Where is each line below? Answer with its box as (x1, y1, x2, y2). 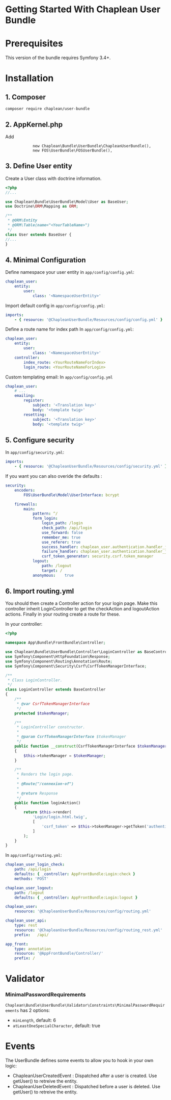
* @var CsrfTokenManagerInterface (16, 701, 90, 706)
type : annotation (14, 946, 51, 952)
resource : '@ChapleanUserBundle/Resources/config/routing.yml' (14, 909, 152, 914)
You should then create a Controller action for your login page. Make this (5, 600, 158, 606)
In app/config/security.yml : (5, 449, 65, 455)
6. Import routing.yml (5, 587, 74, 596)
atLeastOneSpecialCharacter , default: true (12, 1022, 101, 1029)
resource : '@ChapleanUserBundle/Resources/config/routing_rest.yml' (14, 927, 163, 933)
